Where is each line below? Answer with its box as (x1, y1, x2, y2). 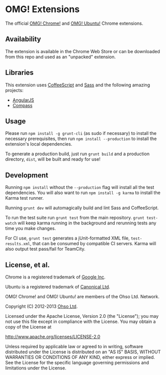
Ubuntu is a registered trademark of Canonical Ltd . (5, 284, 111, 290)
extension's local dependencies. (5, 141, 72, 147)
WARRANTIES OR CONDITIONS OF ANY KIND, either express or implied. (5, 354, 155, 360)
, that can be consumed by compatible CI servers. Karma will (30, 241, 156, 247)
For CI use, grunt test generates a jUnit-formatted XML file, (5, 235, 130, 241)
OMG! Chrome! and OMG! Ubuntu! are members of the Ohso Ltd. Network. (5, 294, 159, 299)
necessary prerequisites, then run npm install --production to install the (5, 135, 157, 142)
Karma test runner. (5, 195, 44, 201)
